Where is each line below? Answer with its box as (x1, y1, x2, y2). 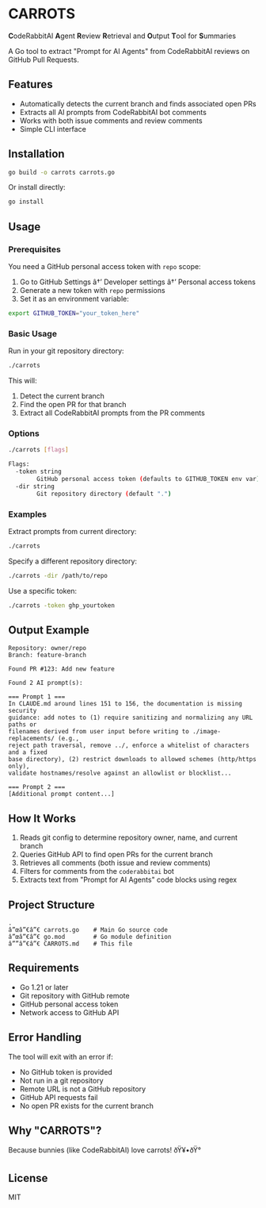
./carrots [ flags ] (8, 446, 69, 454)
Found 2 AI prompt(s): (8, 679, 83, 687)
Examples (8, 509, 47, 520)
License (8, 1171, 48, 1185)
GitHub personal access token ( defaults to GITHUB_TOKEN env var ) (36, 475, 260, 483)
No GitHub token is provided (19, 1067, 112, 1076)
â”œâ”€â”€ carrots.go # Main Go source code (8, 925, 169, 933)
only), (8, 763, 30, 771)
